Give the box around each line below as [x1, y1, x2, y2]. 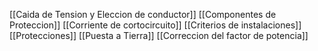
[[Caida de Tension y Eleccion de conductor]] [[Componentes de [9, 9, 277, 20]
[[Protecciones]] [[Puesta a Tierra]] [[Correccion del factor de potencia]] [9, 30, 309, 41]
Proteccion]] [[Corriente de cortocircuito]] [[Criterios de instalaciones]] [9, 19, 302, 31]
